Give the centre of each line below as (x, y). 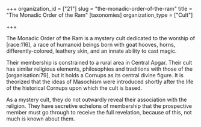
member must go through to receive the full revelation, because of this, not (99, 112)
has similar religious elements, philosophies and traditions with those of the (100, 69)
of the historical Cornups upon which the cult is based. (74, 88)
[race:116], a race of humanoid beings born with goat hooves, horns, (91, 45)
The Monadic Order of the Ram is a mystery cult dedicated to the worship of (101, 38)
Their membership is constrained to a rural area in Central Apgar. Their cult (99, 63)
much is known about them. (41, 119)
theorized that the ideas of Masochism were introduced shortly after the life (100, 81)
